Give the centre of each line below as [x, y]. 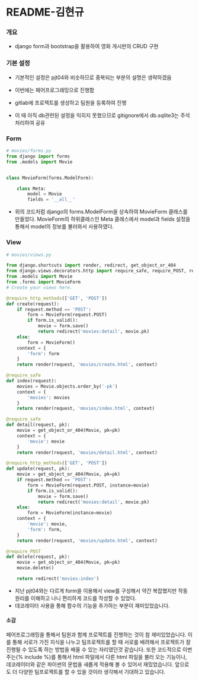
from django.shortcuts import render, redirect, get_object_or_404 [91, 265]
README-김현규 [45, 12]
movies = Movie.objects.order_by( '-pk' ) [67, 386]
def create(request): [33, 304]
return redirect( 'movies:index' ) [58, 579]
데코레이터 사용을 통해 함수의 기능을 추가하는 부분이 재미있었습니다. [92, 605]
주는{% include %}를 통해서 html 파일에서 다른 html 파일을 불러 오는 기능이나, [97, 657]
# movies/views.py [29, 255]
